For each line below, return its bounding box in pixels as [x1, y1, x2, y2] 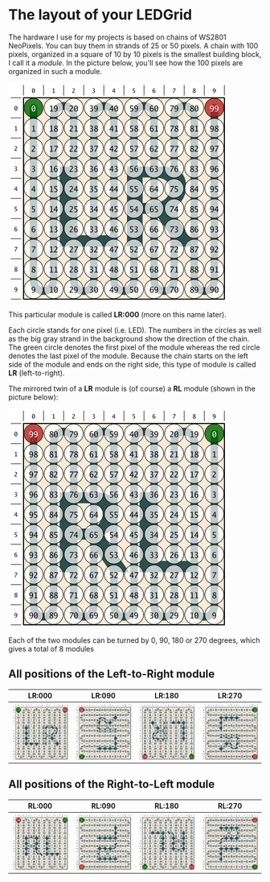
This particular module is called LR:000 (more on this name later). [8, 309, 227, 319]
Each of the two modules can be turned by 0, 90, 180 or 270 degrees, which [8, 635, 260, 645]
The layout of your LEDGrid [8, 6, 193, 24]
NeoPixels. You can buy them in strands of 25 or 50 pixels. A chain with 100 [8, 40, 259, 50]
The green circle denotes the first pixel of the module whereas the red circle [8, 342, 260, 352]
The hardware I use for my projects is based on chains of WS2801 [8, 32, 227, 42]
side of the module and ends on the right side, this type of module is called [8, 359, 256, 369]
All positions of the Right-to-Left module [8, 777, 215, 791]
